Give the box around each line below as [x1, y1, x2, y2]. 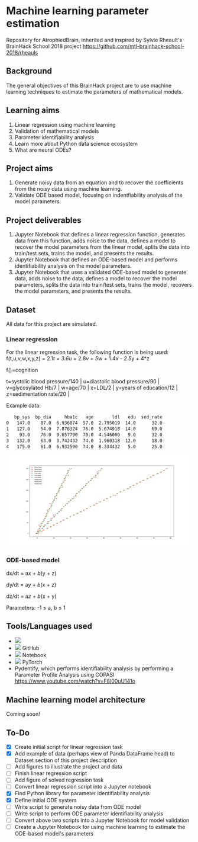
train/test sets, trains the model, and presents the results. [14, 250, 154, 257]
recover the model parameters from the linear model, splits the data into [14, 244, 190, 251]
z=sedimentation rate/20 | [6, 390, 70, 398]
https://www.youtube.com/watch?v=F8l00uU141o [14, 677, 136, 685]
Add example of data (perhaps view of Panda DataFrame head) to [14, 750, 176, 757]
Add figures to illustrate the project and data [14, 763, 122, 770]
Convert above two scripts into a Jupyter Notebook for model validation [14, 817, 190, 824]
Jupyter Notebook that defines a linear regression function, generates [14, 231, 185, 238]
